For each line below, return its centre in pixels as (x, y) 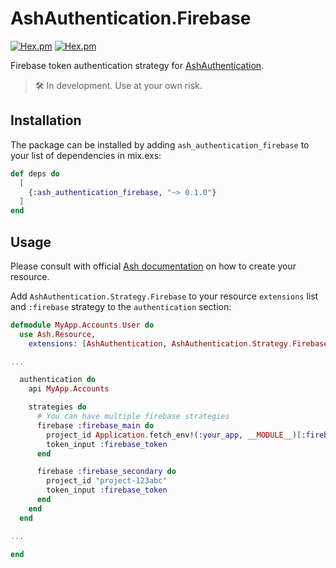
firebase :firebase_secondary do (106, 472)
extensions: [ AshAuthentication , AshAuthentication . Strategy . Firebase (178, 343)
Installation (46, 120)
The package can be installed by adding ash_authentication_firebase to (160, 144)
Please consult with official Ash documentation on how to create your (153, 266)
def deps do (35, 173)
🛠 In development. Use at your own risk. (118, 85)
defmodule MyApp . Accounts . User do (82, 325)
